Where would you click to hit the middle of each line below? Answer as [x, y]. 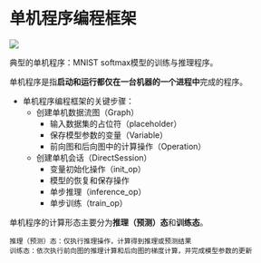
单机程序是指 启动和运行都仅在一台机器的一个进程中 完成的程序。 [128, 82]
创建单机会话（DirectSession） [94, 157]
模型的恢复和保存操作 [89, 180]
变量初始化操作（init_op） [98, 169]
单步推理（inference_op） [98, 191]
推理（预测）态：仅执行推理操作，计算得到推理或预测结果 [101, 241]
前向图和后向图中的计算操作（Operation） [128, 146]
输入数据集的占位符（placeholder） [116, 123]
